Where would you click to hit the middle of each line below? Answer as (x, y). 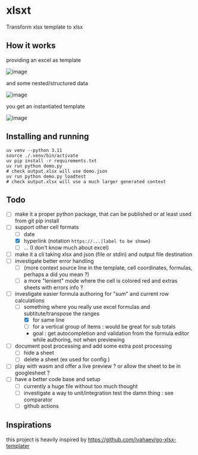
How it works (31, 46)
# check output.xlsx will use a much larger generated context (86, 182)
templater (18, 445)
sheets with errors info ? (53, 287)
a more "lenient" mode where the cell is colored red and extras (100, 280)
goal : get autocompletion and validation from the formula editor (111, 333)
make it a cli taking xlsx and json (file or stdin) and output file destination (103, 254)
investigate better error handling (54, 261)
